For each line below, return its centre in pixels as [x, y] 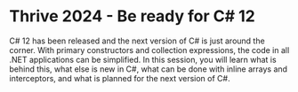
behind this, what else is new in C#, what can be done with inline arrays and [148, 69]
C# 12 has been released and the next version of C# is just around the [137, 41]
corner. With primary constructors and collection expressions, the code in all [149, 50]
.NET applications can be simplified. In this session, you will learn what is [143, 59]
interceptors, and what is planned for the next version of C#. [120, 78]
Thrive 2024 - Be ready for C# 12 [132, 16]
